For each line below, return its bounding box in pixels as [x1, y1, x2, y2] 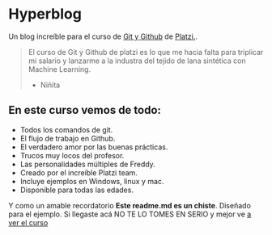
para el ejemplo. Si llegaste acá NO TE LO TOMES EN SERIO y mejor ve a [8, 209, 252, 219]
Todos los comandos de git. [19, 124, 113, 134]
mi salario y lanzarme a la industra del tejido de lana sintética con [28, 56, 246, 65]
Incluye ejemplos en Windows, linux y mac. [19, 176, 164, 186]
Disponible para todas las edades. [19, 185, 134, 195]
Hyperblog [8, 5, 83, 23]
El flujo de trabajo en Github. [19, 133, 116, 143]
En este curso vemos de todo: [8, 103, 162, 117]
